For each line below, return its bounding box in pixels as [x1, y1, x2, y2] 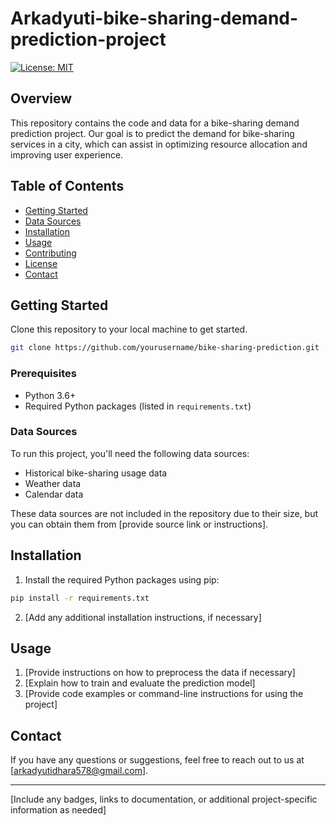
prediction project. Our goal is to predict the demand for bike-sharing [10, 127, 295, 139]
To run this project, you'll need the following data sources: [10, 447, 250, 459]
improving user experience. [10, 148, 124, 161]
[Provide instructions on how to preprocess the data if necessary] [24, 667, 296, 679]
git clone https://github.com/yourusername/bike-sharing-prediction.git [10, 343, 320, 353]
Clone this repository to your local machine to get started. [10, 323, 248, 336]
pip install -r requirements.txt [10, 593, 150, 603]
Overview [10, 90, 73, 107]
